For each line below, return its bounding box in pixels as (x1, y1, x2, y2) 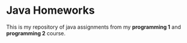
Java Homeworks (6, 4, 95, 17)
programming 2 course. (6, 29, 66, 36)
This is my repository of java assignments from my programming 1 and (6, 23, 182, 30)
